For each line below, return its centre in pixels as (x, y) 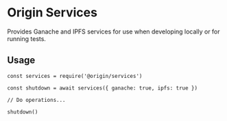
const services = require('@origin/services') (75, 76)
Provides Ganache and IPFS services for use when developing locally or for (114, 31)
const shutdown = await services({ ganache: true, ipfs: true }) (102, 88)
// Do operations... (37, 100)
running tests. (27, 38)
